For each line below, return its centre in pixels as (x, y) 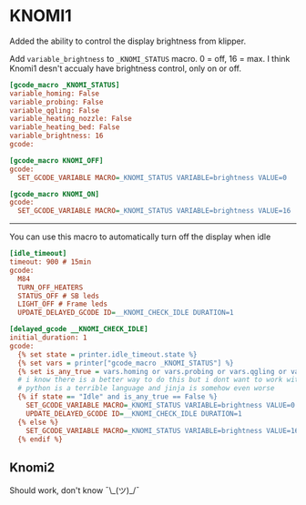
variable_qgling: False (55, 110)
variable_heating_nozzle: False (71, 119)
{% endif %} (41, 439)
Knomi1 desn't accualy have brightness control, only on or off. (125, 68)
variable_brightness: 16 (56, 136)
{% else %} (38, 422)
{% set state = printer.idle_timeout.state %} (107, 354)
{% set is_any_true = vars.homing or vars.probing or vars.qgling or (152, 371)
